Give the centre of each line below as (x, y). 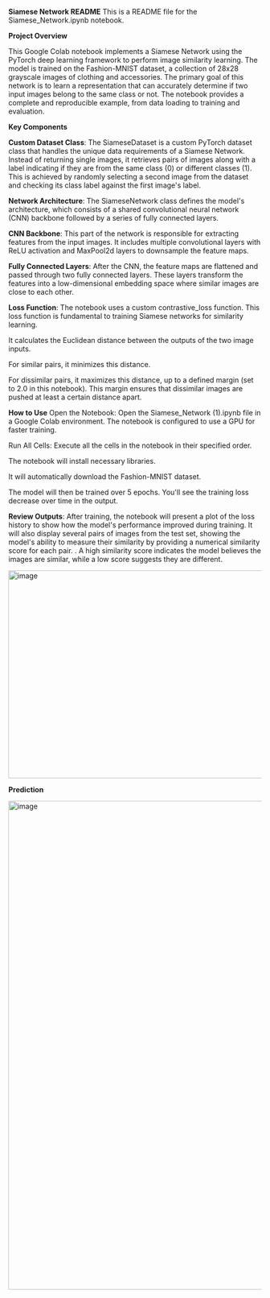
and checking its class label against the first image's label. (104, 185)
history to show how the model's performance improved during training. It (131, 525)
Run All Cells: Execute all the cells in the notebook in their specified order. (130, 445)
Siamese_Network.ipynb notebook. (66, 20)
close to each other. (41, 292)
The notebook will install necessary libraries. (82, 461)
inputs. (20, 349)
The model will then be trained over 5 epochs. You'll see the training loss (129, 492)
